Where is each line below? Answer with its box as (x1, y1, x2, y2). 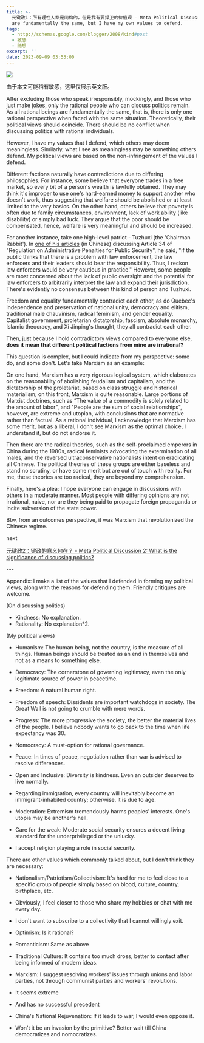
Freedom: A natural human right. (15, 686, 97, 694)
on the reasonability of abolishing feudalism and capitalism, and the (6, 377, 175, 385)
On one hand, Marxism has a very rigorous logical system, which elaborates (6, 371, 196, 378)
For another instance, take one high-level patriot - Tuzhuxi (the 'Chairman (6, 233, 191, 241)
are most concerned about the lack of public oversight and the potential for (6, 272, 194, 279)
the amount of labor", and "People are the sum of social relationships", (6, 403, 182, 411)
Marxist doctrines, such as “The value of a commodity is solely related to (6, 397, 189, 404)
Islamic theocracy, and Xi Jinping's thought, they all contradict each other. (6, 323, 192, 330)
